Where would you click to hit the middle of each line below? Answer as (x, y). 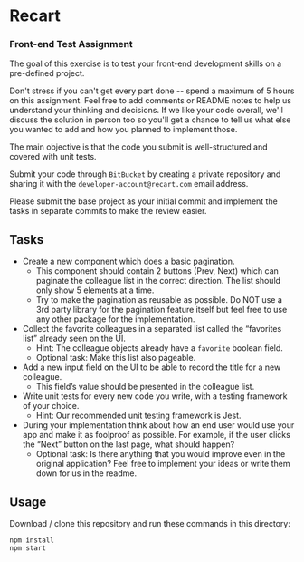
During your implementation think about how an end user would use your (158, 425)
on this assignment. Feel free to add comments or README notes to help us (151, 101)
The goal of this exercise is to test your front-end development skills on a (146, 63)
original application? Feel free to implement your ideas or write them (163, 464)
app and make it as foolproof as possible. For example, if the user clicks (157, 435)
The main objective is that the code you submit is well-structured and (139, 147)
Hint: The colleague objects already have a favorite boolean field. (159, 348)
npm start (28, 548)
